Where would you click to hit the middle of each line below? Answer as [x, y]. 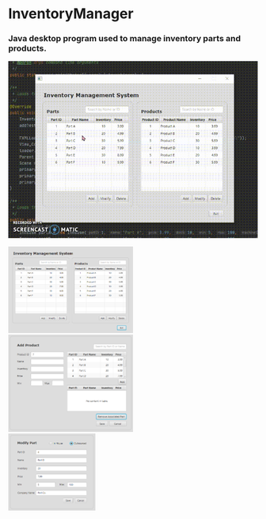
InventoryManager [71, 14]
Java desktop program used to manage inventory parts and [125, 39]
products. [28, 48]
